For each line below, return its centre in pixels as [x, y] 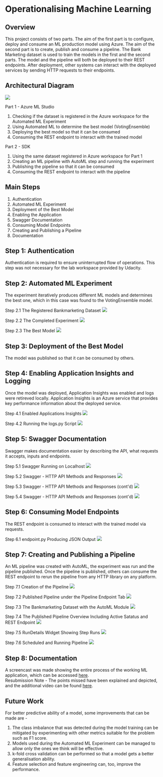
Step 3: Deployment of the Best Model [64, 346]
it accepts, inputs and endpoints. [38, 456]
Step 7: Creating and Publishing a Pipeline [70, 554]
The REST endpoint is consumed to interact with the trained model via [76, 524]
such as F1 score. [30, 738]
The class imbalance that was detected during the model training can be [85, 727]
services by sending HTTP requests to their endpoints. [60, 70]
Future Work [24, 701]
